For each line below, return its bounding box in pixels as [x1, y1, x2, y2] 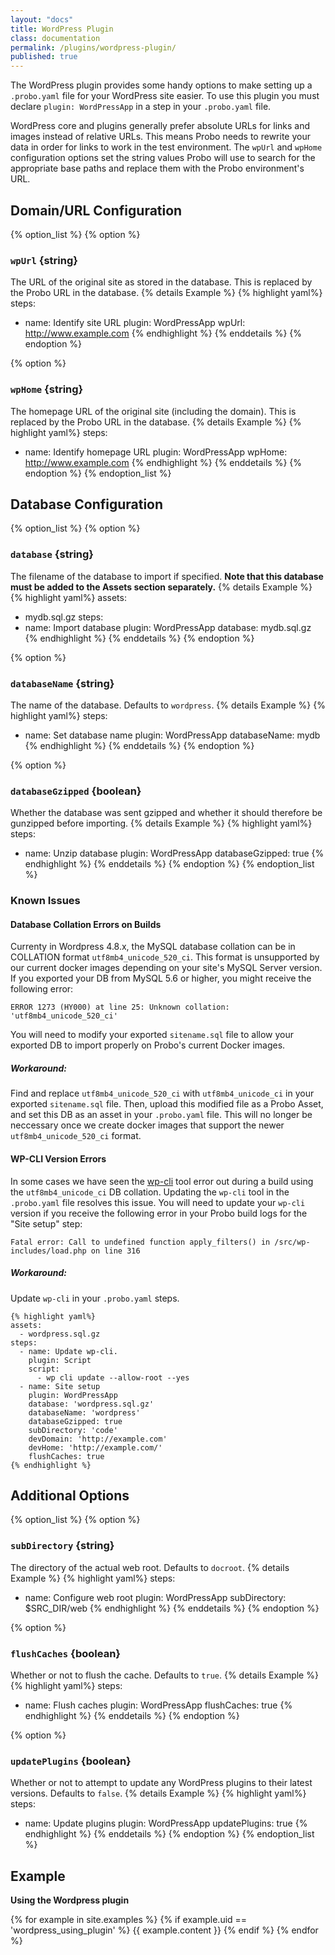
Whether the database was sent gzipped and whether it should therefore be [10, 807, 323, 819]
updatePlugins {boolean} [10, 1754, 132, 1768]
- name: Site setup [19, 1381, 101, 1391]
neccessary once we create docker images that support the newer [10, 1119, 285, 1131]
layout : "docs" [10, 14, 74, 25]
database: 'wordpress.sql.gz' [28, 1399, 155, 1409]
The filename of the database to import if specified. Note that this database [10, 570, 324, 582]
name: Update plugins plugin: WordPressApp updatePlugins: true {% [24, 1817, 308, 1830]
